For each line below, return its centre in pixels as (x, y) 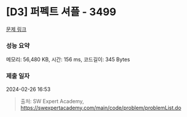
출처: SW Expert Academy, (52, 101)
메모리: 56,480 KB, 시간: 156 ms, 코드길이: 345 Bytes (68, 59)
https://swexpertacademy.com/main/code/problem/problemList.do (101, 108)
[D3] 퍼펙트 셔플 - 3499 (61, 12)
